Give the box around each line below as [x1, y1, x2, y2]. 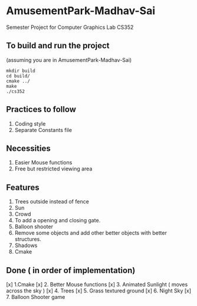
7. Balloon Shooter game [6, 294, 65, 300]
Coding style [14, 120, 46, 127]
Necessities [6, 143, 51, 153]
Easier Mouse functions [14, 159, 73, 166]
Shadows [14, 242, 38, 249]
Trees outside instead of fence [14, 198, 90, 205]
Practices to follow [6, 104, 77, 114]
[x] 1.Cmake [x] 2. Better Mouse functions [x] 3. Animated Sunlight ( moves [6, 281, 188, 288]
